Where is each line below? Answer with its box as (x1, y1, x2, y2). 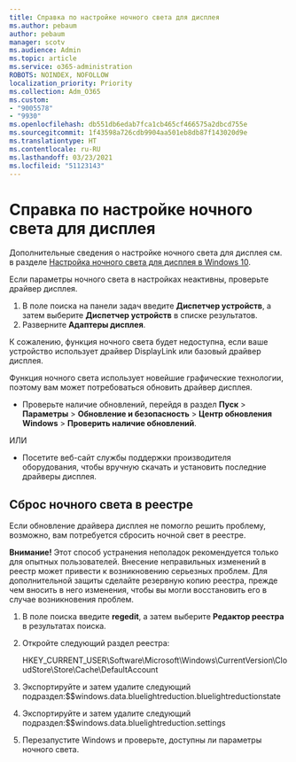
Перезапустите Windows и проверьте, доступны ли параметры (21, 735, 262, 745)
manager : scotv (9, 37, 66, 47)
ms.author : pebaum (9, 21, 77, 30)
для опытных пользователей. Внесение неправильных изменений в (9, 556, 267, 567)
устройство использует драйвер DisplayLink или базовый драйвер (9, 346, 261, 357)
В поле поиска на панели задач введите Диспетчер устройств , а (21, 300, 272, 311)
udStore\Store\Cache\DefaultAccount (21, 665, 159, 675)
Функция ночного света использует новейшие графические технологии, (9, 373, 284, 384)
